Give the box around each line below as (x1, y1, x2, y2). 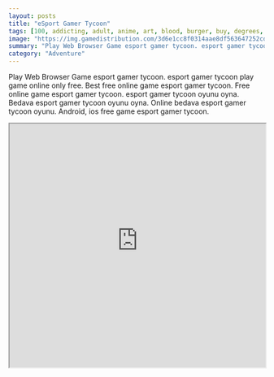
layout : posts (8, 11, 57, 20)
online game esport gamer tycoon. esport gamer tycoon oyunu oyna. (8, 89, 240, 98)
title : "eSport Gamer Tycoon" (8, 19, 111, 28)
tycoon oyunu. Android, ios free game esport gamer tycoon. (8, 106, 210, 116)
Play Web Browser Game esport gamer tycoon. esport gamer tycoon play (8, 72, 254, 81)
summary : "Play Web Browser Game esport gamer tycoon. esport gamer (8, 42, 246, 50)
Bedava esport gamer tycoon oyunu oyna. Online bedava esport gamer (8, 98, 246, 107)
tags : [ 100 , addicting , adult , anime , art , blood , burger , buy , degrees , (8, 27, 264, 35)
